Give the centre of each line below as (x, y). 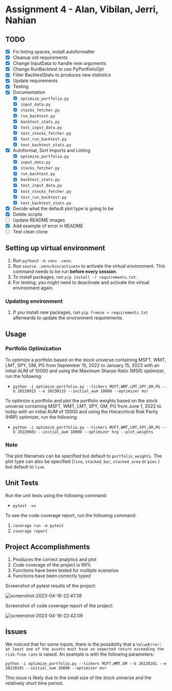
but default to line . (25, 467)
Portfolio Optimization (33, 349)
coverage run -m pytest (38, 525)
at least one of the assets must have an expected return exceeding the (85, 649)
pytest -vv (24, 506)
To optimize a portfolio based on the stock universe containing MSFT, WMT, (86, 360)
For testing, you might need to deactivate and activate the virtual (81, 282)
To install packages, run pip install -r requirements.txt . (75, 277)
